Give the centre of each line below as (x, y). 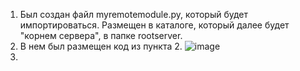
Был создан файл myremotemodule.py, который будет (134, 14)
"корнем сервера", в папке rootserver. (101, 35)
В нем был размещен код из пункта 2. (101, 46)
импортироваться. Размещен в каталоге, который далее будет (154, 25)
